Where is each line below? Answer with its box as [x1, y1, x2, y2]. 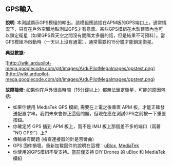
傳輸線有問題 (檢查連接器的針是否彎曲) [12, 136, 94, 142]
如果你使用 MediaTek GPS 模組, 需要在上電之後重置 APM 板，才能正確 [12, 104, 161, 110]
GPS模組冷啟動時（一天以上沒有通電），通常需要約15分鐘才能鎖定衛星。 [5, 38, 157, 45]
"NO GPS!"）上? [12, 130, 47, 136]
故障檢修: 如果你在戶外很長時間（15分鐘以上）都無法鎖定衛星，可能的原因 [5, 87, 161, 93]
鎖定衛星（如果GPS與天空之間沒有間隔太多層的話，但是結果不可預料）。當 [9, 32, 165, 38]
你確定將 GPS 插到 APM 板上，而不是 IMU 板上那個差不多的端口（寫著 [12, 123, 161, 129]
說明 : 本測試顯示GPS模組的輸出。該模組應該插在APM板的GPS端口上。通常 [5, 19, 162, 26]
